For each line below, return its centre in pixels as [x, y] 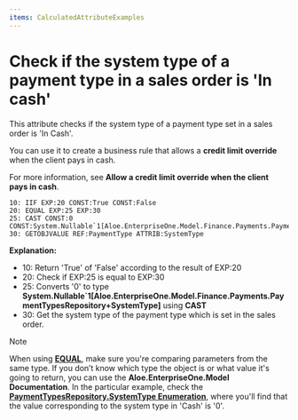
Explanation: [33, 250]
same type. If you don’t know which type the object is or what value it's [140, 368]
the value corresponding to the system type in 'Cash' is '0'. [117, 406]
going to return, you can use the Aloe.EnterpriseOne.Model [119, 377]
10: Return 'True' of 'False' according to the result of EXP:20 [132, 267]
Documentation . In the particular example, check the [106, 386]
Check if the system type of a [120, 61]
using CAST [184, 305]
